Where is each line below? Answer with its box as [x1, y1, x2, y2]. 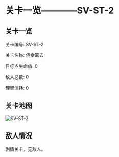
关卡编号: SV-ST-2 [5, 42, 44, 47]
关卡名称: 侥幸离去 [5, 52, 44, 58]
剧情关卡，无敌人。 [5, 146, 46, 152]
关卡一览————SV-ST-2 [5, 5, 114, 16]
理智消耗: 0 [5, 85, 29, 91]
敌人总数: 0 [5, 74, 29, 80]
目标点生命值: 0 [5, 63, 38, 69]
